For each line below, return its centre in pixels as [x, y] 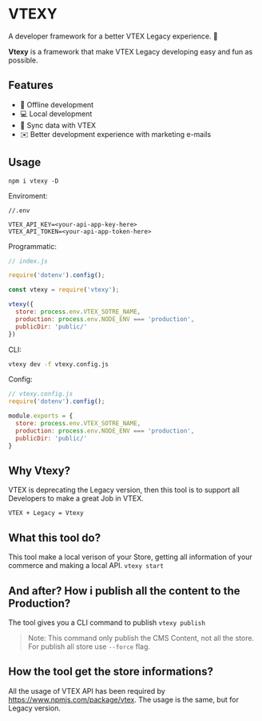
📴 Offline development [57, 104]
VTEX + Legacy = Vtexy [46, 514]
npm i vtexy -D [34, 181]
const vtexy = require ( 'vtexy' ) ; [64, 290]
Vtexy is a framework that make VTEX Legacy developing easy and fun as [131, 51]
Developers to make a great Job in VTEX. [76, 498]
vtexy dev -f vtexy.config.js [59, 364]
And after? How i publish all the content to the [125, 591]
